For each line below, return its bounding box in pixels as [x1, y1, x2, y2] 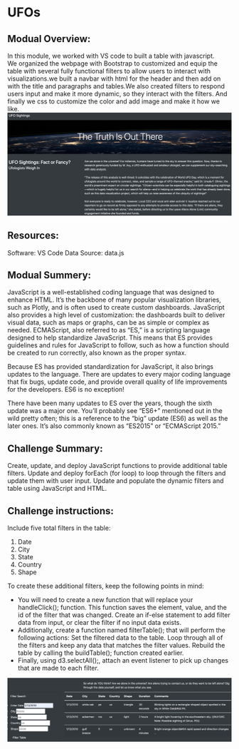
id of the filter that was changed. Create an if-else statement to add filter [17, 611, 230, 619]
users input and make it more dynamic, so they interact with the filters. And [7, 90, 228, 98]
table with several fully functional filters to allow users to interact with [7, 67, 211, 75]
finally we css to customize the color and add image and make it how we [7, 97, 221, 106]
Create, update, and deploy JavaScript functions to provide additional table [7, 462, 228, 470]
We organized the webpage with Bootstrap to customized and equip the [7, 59, 218, 68]
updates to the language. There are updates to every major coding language [7, 370, 231, 379]
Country [17, 561, 42, 569]
